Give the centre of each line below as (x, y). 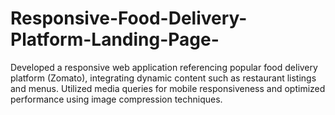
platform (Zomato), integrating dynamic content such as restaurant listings (163, 78)
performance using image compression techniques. (116, 99)
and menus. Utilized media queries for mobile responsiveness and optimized (168, 88)
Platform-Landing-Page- (115, 39)
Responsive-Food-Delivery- (129, 18)
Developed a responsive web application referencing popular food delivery (164, 67)
